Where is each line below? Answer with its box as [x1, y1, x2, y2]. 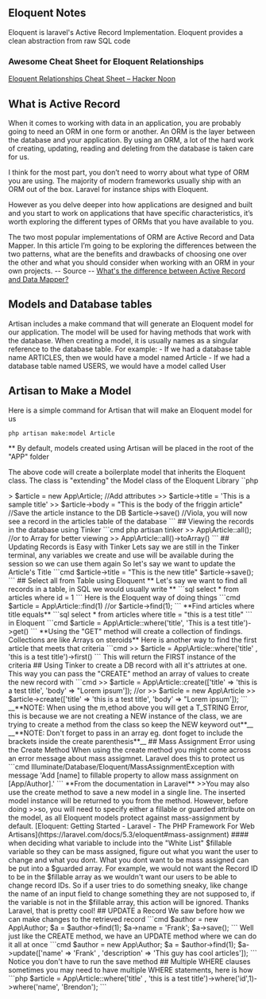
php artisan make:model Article [8, 429, 115, 437]
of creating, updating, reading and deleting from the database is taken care [8, 143, 254, 153]
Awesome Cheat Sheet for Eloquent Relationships [8, 56, 204, 67]
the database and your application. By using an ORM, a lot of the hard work [8, 135, 254, 144]
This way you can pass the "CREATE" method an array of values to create [8, 669, 250, 679]
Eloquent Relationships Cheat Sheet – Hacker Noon [8, 74, 176, 84]
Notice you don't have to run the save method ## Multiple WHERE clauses [8, 957, 251, 966]
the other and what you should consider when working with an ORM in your [8, 257, 256, 267]
